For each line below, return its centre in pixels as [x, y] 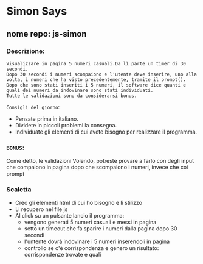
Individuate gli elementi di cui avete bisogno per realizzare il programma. [106, 132]
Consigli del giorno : [33, 107]
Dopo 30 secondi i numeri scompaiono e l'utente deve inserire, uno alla [102, 74]
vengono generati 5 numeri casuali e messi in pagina [90, 222]
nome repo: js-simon [46, 34]
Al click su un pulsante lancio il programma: [70, 216]
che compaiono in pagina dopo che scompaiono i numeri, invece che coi [97, 167]
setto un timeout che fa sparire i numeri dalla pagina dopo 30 [101, 229]
